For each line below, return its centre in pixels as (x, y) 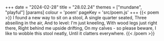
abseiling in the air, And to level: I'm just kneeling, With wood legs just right (81, 23)
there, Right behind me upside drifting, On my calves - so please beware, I (81, 28)
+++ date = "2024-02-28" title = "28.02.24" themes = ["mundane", (74, 7)
